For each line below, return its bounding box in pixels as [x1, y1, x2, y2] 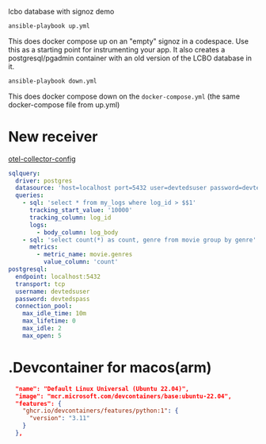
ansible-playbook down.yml [8, 77, 97, 85]
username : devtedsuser [15, 288, 90, 295]
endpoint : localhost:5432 [15, 272, 101, 280]
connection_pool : [15, 302, 73, 311]
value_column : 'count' [43, 258, 119, 266]
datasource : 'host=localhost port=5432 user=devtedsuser [15, 184, 207, 192]
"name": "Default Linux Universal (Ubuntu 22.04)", [15, 384, 190, 392]
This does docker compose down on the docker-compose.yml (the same [8, 91, 240, 101]
